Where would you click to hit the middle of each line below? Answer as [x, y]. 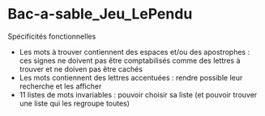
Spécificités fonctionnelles [52, 36]
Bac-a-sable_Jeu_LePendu [100, 14]
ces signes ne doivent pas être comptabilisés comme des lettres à [130, 60]
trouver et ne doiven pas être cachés [81, 68]
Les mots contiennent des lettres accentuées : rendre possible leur [131, 77]
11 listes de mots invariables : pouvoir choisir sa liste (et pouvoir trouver [138, 94]
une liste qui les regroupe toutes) [75, 103]
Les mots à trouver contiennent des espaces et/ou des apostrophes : [135, 52]
